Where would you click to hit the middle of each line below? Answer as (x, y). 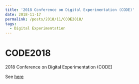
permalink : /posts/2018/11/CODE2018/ (44, 19)
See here (14, 77)
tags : (11, 24)
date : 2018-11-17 (23, 14)
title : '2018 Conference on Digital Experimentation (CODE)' (70, 10)
